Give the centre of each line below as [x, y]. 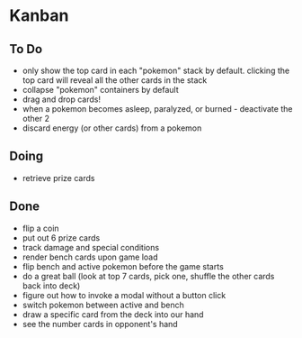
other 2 [36, 119]
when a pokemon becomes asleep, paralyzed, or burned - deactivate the [157, 109]
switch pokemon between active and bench [103, 305]
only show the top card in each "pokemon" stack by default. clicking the [156, 70]
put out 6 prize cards [61, 238]
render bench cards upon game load [90, 257]
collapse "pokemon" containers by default [101, 90]
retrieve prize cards [58, 178]
